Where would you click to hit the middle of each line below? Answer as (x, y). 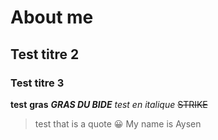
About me (52, 17)
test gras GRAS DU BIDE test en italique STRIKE (109, 104)
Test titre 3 (37, 83)
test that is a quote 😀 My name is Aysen (118, 123)
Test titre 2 (45, 54)
